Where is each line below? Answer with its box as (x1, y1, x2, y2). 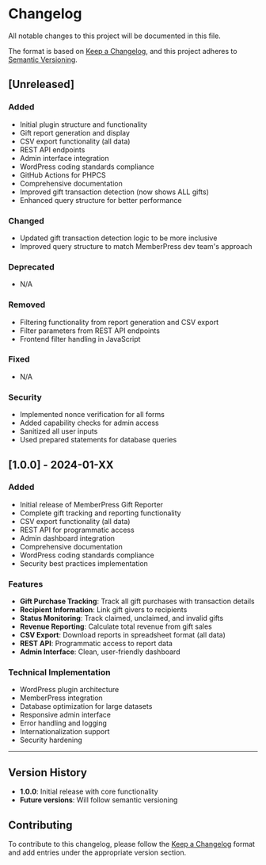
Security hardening (19, 735, 83, 745)
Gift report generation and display (19, 128, 131, 137)
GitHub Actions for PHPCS (19, 170, 106, 179)
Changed (8, 215, 45, 226)
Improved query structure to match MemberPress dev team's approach (19, 241, 253, 251)
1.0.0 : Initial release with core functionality (19, 787, 158, 797)
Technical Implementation (8, 667, 111, 678)
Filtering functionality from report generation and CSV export (19, 317, 219, 327)
